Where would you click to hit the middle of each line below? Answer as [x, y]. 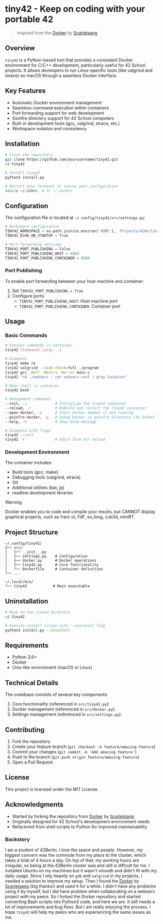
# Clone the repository [29, 155]
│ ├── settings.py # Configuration [47, 556]
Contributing [25, 730]
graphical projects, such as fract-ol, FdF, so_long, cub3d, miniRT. [70, 517]
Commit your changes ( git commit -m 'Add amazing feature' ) [74, 752]
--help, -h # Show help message [51, 422]
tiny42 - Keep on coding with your [75, 9]
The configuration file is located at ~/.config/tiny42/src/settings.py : [75, 217]
